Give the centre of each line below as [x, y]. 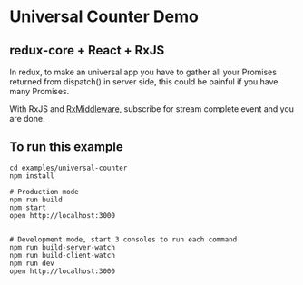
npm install [32, 176]
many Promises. [39, 91]
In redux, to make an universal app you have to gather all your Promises [143, 72]
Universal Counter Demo [104, 17]
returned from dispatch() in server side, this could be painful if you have [144, 82]
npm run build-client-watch [63, 255]
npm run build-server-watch [63, 247]
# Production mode [44, 192]
